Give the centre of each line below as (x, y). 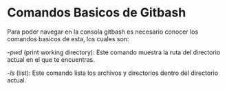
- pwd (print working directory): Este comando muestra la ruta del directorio (114, 52)
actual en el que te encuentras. (51, 59)
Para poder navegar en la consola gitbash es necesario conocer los (103, 32)
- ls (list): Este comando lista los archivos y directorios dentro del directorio (113, 73)
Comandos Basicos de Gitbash (97, 13)
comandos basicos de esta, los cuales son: (68, 38)
